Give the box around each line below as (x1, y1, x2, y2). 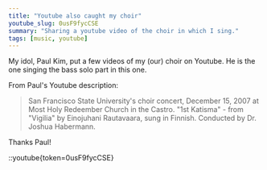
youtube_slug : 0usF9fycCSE (8, 19, 99, 27)
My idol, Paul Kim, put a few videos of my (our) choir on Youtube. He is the (8, 56, 256, 66)
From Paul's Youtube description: (8, 81, 119, 90)
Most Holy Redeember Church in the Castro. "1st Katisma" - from (27, 105, 244, 114)
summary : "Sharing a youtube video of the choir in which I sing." (8, 27, 240, 35)
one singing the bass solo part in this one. (8, 65, 147, 75)
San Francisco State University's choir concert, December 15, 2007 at (27, 96, 259, 106)
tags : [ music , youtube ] (8, 34, 88, 43)
